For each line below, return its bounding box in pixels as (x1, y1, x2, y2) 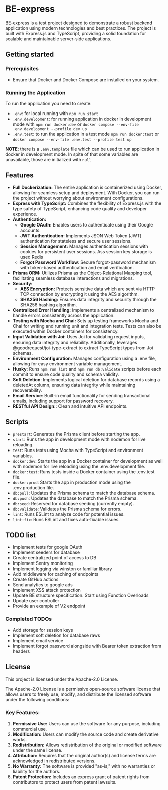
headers (12, 648, 30, 654)
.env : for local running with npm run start (12, 110, 99, 116)
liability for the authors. (12, 768, 61, 774)
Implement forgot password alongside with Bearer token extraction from (12, 643, 162, 649)
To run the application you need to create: (5, 100, 92, 106)
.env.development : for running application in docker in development (12, 116, 152, 122)
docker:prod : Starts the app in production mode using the (12, 479, 131, 485)
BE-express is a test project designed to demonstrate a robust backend (5, 20, 153, 26)
